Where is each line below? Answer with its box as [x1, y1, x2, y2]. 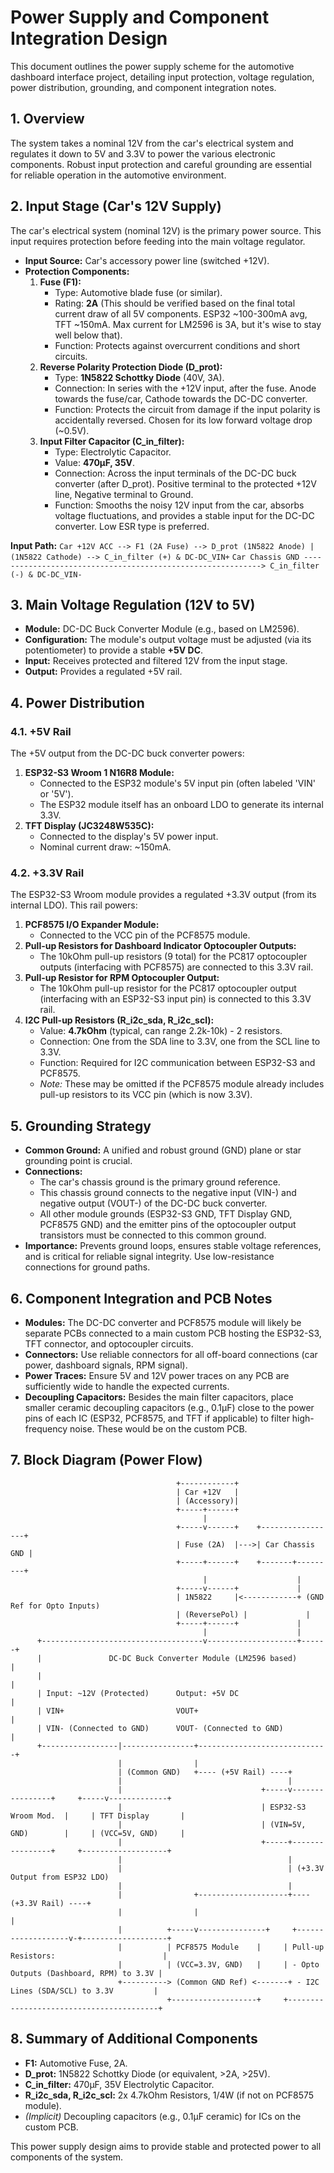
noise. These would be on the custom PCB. [69, 1422, 248, 1435]
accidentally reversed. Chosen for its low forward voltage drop [54, 414, 313, 426]
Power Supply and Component [10, 6, 270, 29]
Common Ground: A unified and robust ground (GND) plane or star [24, 1144, 302, 1156]
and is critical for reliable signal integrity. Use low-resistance [24, 1251, 275, 1263]
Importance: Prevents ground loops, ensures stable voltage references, [24, 1240, 322, 1252]
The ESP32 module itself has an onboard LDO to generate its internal [39, 799, 324, 811]
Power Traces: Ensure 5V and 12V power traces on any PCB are [24, 1369, 290, 1381]
